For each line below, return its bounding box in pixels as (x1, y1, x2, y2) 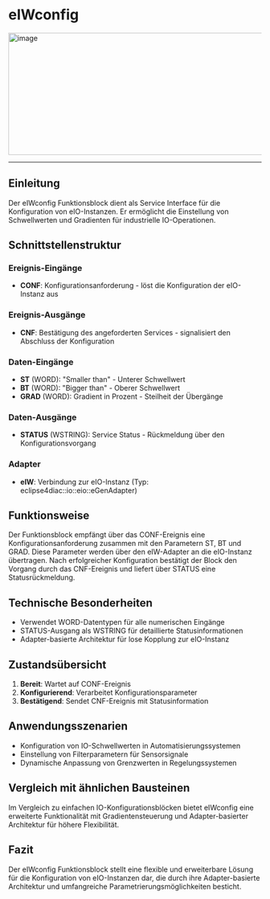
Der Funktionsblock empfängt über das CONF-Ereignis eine (8, 530, 206, 540)
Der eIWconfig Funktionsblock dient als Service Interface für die (8, 198, 221, 207)
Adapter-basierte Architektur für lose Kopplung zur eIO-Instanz (19, 634, 230, 644)
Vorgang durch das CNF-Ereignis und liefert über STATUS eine (8, 564, 216, 574)
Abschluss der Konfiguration (19, 336, 115, 346)
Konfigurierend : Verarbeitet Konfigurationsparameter (19, 688, 198, 697)
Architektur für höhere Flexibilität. (8, 819, 120, 829)
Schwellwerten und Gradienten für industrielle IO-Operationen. (8, 215, 216, 224)
